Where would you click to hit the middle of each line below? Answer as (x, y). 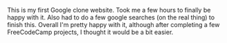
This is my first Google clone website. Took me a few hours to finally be (109, 10)
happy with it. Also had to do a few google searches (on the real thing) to (111, 17)
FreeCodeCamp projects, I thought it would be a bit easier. (90, 32)
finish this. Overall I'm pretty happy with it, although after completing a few (113, 25)
